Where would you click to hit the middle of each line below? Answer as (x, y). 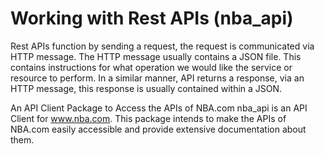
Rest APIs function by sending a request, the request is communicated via (162, 46)
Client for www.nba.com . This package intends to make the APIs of (148, 118)
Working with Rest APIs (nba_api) (152, 18)
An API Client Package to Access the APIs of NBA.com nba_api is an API (159, 108)
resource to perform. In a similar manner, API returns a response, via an (157, 78)
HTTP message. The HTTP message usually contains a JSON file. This (156, 56)
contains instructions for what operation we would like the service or (151, 67)
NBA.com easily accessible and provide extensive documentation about (158, 129)
